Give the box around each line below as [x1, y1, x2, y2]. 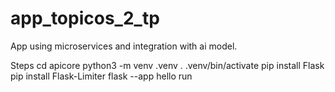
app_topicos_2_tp [10, 7, 160, 30]
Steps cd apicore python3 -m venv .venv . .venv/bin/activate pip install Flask [10, 59, 325, 71]
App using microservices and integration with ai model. [10, 40, 238, 52]
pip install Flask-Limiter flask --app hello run [10, 70, 193, 82]
